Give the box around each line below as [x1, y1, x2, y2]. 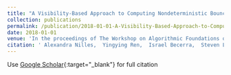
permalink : [7, 22, 38, 29]
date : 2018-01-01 [7, 29, 57, 36]
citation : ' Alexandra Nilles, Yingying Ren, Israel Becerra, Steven [7, 42, 220, 48]
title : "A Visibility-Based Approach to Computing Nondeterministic [7, 10, 208, 17]
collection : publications [7, 16, 81, 23]
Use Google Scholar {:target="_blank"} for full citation [7, 61, 158, 68]
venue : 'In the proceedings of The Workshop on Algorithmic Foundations [7, 35, 220, 42]
